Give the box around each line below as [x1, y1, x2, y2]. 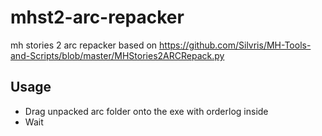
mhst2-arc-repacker [10, 6, 185, 29]
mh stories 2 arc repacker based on [10, 39, 158, 51]
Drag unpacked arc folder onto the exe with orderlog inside [24, 105, 269, 117]
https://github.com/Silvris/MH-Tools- [159, 39, 312, 51]
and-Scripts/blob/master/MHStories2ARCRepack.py [10, 49, 225, 61]
